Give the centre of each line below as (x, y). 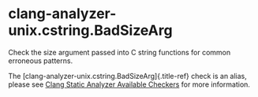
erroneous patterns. (41, 61)
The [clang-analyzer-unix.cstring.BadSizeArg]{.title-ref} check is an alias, (127, 76)
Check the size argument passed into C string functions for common (120, 52)
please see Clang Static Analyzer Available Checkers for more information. (129, 84)
